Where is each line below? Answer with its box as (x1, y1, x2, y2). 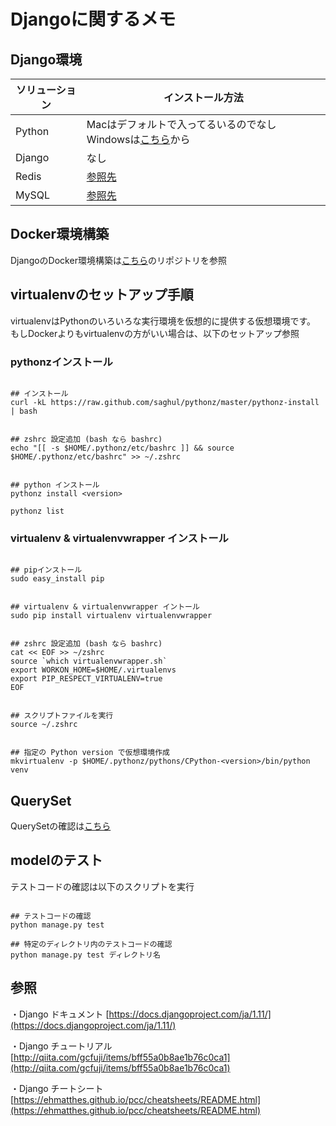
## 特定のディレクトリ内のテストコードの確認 (10, 939, 173, 949)
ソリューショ (16, 83, 77, 97)
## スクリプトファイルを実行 (10, 711, 114, 721)
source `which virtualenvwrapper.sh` (10, 656, 168, 667)
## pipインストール (10, 565, 83, 575)
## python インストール (10, 480, 100, 490)
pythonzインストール (10, 355, 113, 369)
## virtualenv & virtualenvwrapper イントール (10, 602, 200, 612)
